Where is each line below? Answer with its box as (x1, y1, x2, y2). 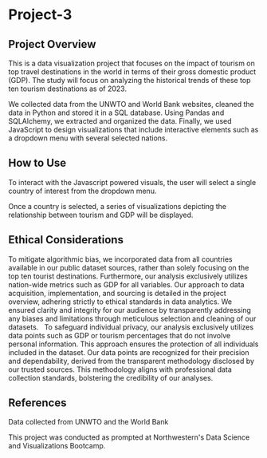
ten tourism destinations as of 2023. (8, 84, 128, 93)
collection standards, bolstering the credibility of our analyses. (8, 373, 214, 382)
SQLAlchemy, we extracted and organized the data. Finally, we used (8, 116, 233, 125)
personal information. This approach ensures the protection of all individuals (8, 339, 259, 349)
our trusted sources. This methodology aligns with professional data (8, 365, 233, 374)
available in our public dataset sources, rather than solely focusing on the (8, 263, 249, 272)
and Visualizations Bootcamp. (8, 441, 106, 451)
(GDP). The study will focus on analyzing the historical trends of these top (8, 76, 251, 85)
